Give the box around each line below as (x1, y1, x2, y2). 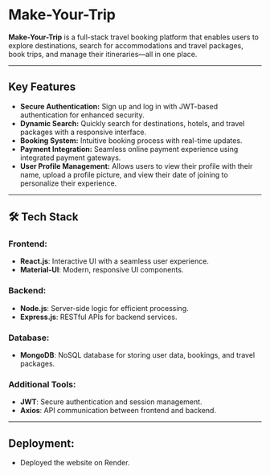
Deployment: (8, 436, 75, 450)
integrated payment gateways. (19, 153, 121, 162)
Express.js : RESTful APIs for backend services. (19, 312, 178, 321)
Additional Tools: (8, 379, 76, 390)
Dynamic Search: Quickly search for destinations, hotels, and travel (19, 118, 245, 128)
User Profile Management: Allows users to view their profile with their (19, 161, 253, 170)
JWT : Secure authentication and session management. (19, 397, 202, 407)
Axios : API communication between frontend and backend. (19, 406, 217, 416)
